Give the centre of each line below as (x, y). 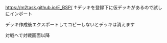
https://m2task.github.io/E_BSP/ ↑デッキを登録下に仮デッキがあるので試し (84, 7)
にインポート (19, 14)
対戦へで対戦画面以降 (28, 35)
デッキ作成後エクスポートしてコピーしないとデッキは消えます (70, 25)
